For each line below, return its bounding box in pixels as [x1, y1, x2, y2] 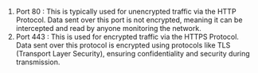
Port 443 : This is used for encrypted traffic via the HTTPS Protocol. [15, 32, 239, 41]
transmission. [15, 57, 61, 67]
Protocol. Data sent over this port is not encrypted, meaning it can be [15, 15, 243, 25]
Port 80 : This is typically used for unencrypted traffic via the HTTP [15, 7, 236, 16]
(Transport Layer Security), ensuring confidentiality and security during [15, 49, 251, 58]
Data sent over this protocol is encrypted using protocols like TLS [15, 40, 231, 50]
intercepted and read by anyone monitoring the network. [15, 24, 201, 33]
